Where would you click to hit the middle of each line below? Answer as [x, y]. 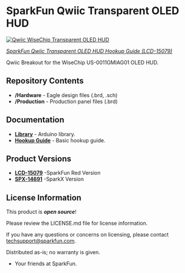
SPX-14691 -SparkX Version [49, 179]
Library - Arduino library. [45, 134]
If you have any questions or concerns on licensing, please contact [87, 235]
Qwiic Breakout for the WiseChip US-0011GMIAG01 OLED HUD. [82, 62]
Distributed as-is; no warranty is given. [53, 252]
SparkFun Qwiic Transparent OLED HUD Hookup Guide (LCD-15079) [89, 51]
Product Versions [39, 159]
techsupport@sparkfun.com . [41, 241]
